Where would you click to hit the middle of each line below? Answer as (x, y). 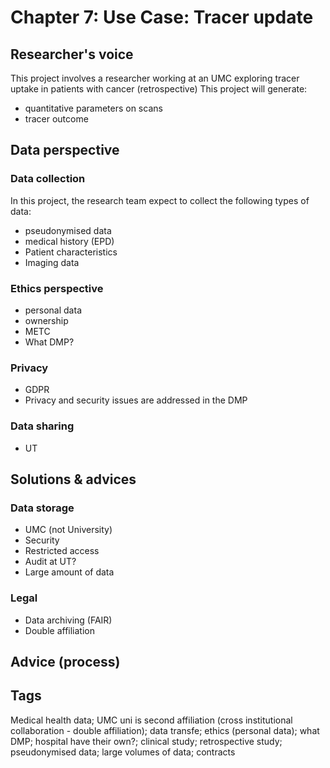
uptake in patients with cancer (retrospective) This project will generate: (159, 89)
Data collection (48, 179)
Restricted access (62, 551)
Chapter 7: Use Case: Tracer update (162, 17)
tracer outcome (56, 119)
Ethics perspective (57, 288)
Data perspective (65, 150)
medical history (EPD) (69, 241)
